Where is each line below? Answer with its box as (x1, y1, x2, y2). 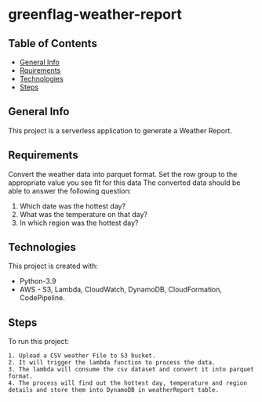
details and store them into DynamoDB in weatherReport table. (8, 386, 220, 394)
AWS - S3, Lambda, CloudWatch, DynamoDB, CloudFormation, (19, 284, 222, 295)
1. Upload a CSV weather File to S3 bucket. (8, 352, 156, 360)
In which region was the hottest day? (19, 218, 139, 227)
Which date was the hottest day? (19, 201, 126, 211)
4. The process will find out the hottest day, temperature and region (8, 379, 247, 387)
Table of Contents (8, 37, 98, 50)
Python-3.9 (19, 277, 56, 286)
